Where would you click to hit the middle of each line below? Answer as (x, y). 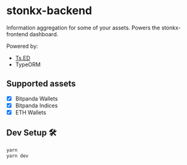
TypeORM (28, 64)
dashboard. (44, 34)
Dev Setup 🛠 (32, 133)
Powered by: (22, 46)
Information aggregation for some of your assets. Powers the (83, 28)
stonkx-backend (49, 11)
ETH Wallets (31, 112)
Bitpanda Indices (36, 106)
